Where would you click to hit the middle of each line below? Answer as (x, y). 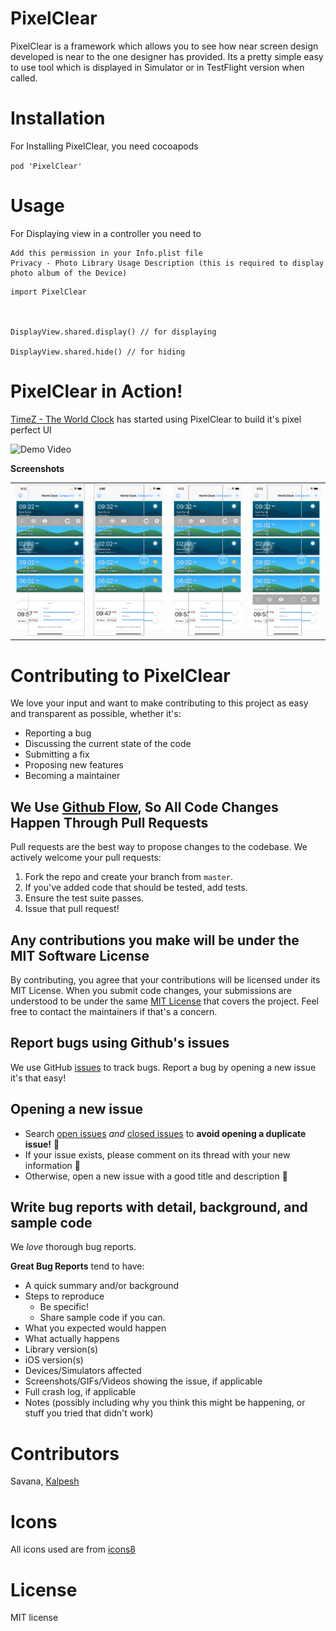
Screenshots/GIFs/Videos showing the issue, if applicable (143, 1381)
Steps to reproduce (64, 1296)
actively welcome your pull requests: (86, 858)
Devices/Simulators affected (83, 1371)
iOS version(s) (54, 1360)
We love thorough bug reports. (73, 1247)
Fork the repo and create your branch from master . (128, 877)
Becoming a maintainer (72, 776)
